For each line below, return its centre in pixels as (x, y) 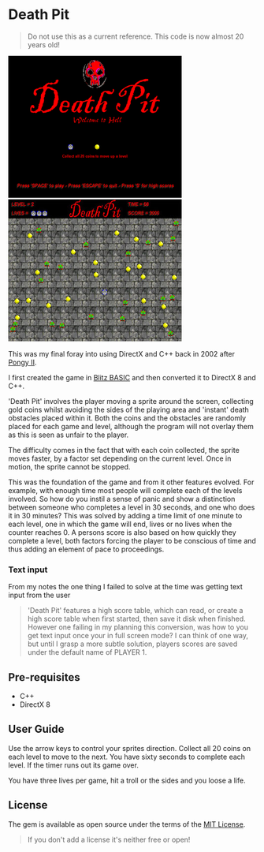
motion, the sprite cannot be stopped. (69, 466)
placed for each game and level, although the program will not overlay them (131, 426)
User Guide (36, 729)
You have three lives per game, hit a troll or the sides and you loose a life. (127, 780)
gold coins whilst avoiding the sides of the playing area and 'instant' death (129, 409)
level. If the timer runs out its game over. (74, 765)
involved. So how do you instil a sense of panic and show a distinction (122, 499)
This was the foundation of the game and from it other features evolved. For (131, 482)
